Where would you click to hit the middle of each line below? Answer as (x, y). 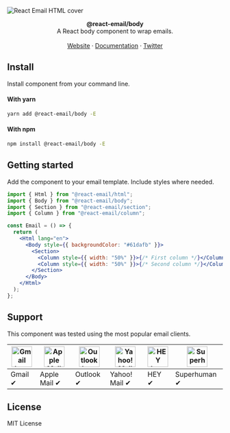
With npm (21, 129)
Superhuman (196, 374)
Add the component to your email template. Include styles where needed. (111, 182)
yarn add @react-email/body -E (52, 114)
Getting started (40, 165)
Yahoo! (121, 374)
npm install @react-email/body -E (56, 144)
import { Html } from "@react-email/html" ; (70, 194)
